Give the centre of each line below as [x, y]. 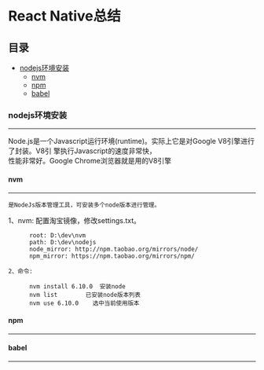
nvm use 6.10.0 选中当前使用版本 [84, 303]
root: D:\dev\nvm [57, 235]
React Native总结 [65, 16]
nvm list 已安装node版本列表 [85, 295]
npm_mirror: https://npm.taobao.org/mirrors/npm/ [112, 256]
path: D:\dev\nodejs [62, 242]
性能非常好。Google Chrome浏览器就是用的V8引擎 [90, 161]
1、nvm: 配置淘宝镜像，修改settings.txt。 [75, 220]
